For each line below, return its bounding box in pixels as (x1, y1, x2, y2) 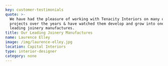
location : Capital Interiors (5, 44, 66, 49)
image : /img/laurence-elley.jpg (5, 40, 72, 45)
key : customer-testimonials (5, 7, 64, 12)
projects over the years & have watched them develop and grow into (9, 21, 155, 26)
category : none (5, 53, 37, 59)
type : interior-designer (5, 49, 57, 54)
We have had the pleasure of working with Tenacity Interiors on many (9, 16, 160, 21)
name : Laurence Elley (5, 35, 50, 40)
